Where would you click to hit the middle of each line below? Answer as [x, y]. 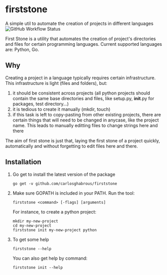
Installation [23, 162]
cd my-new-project [32, 225]
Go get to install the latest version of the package [64, 174]
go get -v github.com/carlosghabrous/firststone [65, 184]
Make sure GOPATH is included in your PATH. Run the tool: [74, 193]
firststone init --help [38, 267]
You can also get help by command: [50, 258]
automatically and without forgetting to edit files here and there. [72, 146]
